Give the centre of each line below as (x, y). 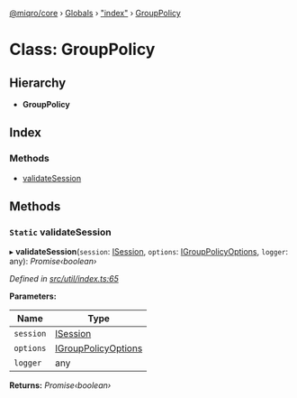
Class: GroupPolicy (82, 50)
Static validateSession (60, 232)
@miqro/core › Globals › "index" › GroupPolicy (95, 13)
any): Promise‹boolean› (53, 262)
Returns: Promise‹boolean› (60, 385)
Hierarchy (38, 83)
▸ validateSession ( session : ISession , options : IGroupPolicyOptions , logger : (148, 252)
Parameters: (33, 296)
